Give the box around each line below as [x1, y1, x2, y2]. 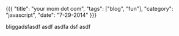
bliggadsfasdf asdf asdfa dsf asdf [5, 23, 91, 30]
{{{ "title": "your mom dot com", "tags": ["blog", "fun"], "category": [5, 5, 174, 12]
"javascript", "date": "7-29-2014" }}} [5, 11, 97, 19]
